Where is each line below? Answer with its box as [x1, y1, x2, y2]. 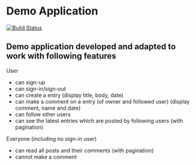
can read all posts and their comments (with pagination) [14, 146, 154, 154]
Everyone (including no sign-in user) [6, 135, 97, 142]
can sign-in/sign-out [14, 85, 66, 92]
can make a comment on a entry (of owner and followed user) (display [14, 98, 190, 105]
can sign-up [14, 78, 45, 86]
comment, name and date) [14, 104, 81, 111]
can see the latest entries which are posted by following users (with [14, 117, 183, 124]
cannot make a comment [14, 153, 77, 160]
